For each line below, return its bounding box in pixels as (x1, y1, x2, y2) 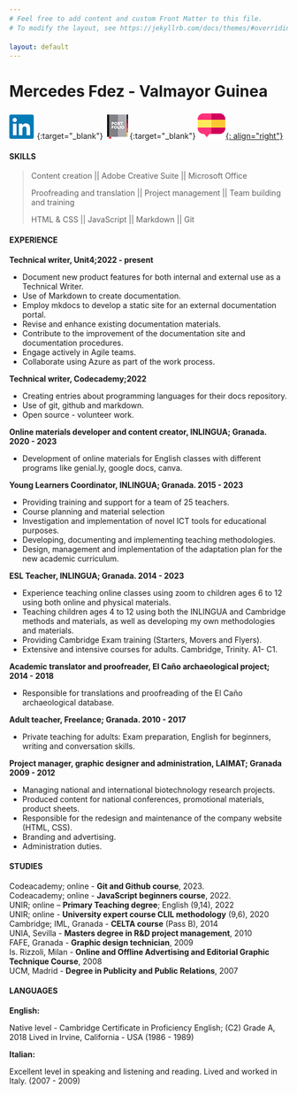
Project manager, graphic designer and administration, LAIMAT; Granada (9, 758, 283, 768)
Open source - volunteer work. (21, 409, 134, 420)
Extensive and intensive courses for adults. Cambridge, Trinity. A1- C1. (21, 644, 278, 654)
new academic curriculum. (21, 553, 119, 564)
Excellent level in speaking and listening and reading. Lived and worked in (9, 1067, 278, 1076)
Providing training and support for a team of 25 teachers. (21, 497, 230, 507)
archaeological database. (21, 697, 115, 707)
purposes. (21, 525, 60, 536)
